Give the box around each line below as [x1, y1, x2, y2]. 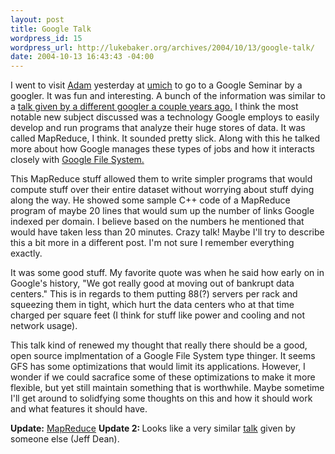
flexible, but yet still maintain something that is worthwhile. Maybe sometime [10, 382, 325, 394]
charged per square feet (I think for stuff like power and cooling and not [10, 309, 305, 321]
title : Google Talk [10, 24, 92, 34]
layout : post [10, 14, 65, 25]
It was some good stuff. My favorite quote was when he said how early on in [10, 267, 325, 279]
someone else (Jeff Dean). [10, 433, 120, 445]
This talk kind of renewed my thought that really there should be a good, [10, 339, 308, 351]
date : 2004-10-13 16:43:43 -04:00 [10, 52, 155, 62]
